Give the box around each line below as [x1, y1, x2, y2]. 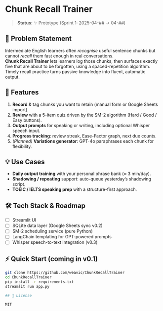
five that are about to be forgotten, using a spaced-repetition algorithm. [5, 63, 151, 69]
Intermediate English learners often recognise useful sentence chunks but [5, 47, 156, 53]
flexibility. [12, 143, 32, 149]
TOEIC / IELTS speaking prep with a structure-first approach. [12, 186, 137, 192]
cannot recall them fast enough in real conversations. [5, 53, 114, 59]
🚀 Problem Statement [5, 35, 72, 43]
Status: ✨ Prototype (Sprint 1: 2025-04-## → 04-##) [17, 20, 126, 26]
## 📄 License [5, 293, 32, 298]
